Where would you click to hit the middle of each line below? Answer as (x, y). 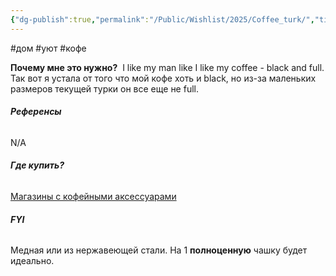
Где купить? (37, 165)
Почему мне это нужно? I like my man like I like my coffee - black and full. (167, 67)
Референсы (36, 112)
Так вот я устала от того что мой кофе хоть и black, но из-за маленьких (163, 78)
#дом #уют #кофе (48, 48)
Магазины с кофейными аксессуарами (93, 197)
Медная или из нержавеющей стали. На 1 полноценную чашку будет (159, 250)
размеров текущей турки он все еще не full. (104, 88)
